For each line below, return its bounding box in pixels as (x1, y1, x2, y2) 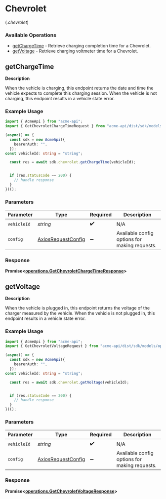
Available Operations (5, 32, 57, 38)
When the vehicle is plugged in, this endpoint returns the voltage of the (5, 305, 150, 311)
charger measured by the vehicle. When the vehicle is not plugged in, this (5, 310, 155, 316)
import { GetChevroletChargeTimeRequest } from (5, 124, 105, 129)
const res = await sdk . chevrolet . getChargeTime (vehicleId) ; (9, 160, 136, 165)
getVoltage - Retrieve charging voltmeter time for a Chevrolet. (12, 48, 138, 54)
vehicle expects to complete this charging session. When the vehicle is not (5, 90, 157, 96)
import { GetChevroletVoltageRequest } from (5, 344, 98, 348)
